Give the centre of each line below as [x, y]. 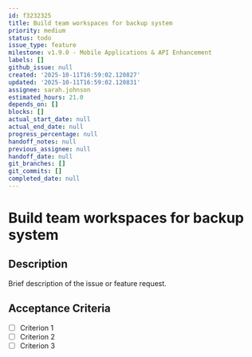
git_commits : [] [35, 171]
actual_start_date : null [49, 120]
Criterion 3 [37, 345]
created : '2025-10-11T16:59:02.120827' [75, 75]
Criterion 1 [37, 328]
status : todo [30, 38]
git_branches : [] [37, 164]
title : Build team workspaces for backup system [91, 23]
